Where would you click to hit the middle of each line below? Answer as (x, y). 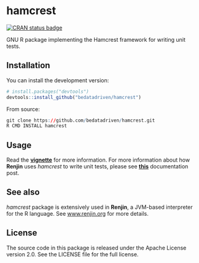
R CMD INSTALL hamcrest (37, 126)
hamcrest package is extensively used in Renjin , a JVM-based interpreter (100, 207)
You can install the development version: (58, 80)
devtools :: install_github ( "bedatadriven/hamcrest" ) (74, 97)
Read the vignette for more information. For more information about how (98, 160)
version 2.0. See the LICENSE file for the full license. (72, 254)
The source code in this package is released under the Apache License (96, 248)
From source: (23, 109)
